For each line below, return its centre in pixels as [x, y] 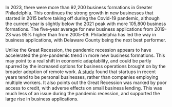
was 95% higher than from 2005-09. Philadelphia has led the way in [84, 35]
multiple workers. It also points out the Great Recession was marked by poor [86, 82]
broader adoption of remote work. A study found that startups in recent [81, 72]
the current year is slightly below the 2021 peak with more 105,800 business [86, 24]
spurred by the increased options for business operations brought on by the [85, 66]
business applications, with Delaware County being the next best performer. [86, 40]
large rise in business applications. [42, 99]
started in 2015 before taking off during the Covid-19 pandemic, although [83, 18]
